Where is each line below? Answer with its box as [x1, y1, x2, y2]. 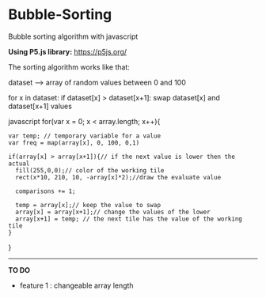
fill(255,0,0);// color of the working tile [15, 166, 165, 175]
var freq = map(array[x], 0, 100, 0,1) [8, 138, 140, 147]
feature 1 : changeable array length [19, 281, 134, 290]
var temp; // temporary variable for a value [8, 132, 161, 140]
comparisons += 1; [15, 187, 77, 195]
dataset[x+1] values [8, 101, 73, 111]
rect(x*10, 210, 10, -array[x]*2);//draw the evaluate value [15, 173, 222, 181]
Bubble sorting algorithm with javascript [8, 32, 139, 41]
